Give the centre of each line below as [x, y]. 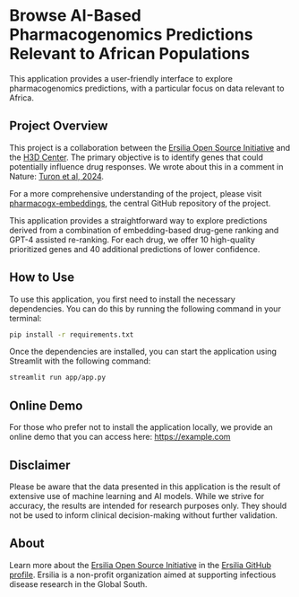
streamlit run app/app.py [57, 378]
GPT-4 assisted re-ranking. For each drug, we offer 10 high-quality [132, 240]
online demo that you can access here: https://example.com [120, 437]
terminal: [26, 318]
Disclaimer [40, 465]
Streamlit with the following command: [80, 361]
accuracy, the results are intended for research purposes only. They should [148, 505]
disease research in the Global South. [78, 584]
